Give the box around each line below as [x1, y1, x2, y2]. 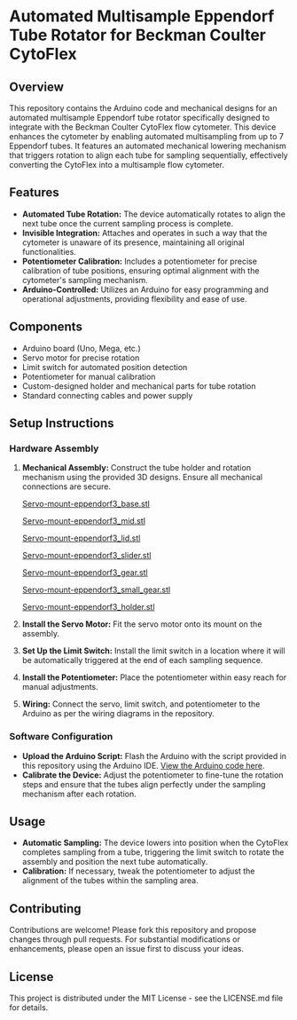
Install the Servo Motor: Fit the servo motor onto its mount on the [21, 619, 262, 629]
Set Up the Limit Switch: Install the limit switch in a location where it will [21, 645, 285, 656]
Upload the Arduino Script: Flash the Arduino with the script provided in [21, 750, 286, 761]
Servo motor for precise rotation [21, 352, 140, 363]
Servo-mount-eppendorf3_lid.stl [21, 533, 141, 543]
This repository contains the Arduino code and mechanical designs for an [9, 103, 277, 113]
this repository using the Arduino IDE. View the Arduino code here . [21, 760, 265, 771]
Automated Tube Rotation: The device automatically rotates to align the [21, 209, 286, 219]
